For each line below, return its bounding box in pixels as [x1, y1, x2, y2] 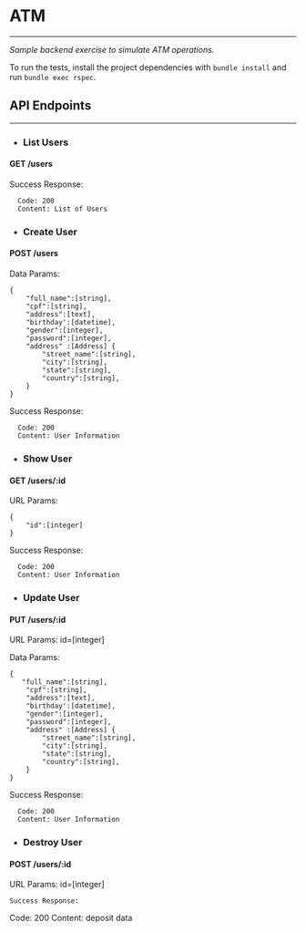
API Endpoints [9, 98, 92, 114]
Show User [22, 452, 73, 465]
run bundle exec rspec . [9, 71, 97, 82]
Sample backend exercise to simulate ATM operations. [9, 44, 215, 55]
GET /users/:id [9, 475, 66, 486]
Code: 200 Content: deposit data [9, 913, 133, 924]
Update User [22, 592, 80, 605]
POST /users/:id [9, 858, 72, 869]
